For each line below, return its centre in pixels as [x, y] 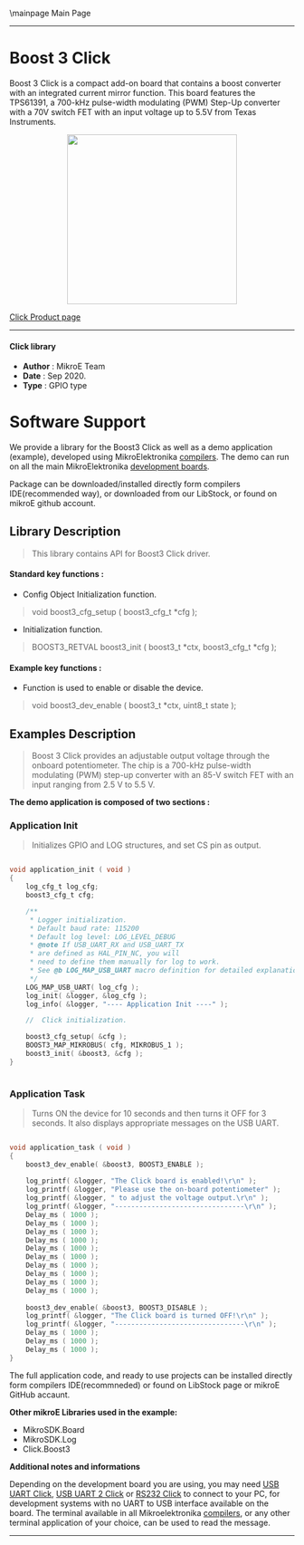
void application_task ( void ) [70, 1147]
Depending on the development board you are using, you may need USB [144, 1483]
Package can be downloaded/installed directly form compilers [125, 485]
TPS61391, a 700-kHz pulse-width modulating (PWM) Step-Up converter [145, 102]
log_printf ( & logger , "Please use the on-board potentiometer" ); [153, 1190]
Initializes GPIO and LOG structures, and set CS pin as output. [146, 845]
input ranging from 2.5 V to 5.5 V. [93, 785]
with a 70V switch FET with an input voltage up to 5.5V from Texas [133, 111]
